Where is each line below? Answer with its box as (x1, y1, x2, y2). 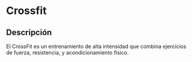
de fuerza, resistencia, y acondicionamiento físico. (6, 49, 129, 56)
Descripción (6, 27, 52, 37)
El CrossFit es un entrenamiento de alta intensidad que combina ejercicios (6, 43, 187, 50)
